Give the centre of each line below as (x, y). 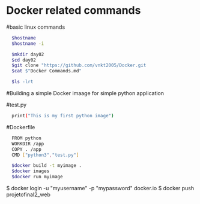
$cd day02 (24, 60)
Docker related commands (74, 10)
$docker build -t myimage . (47, 166)
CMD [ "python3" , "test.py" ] (45, 155)
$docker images (31, 171)
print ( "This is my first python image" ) (63, 116)
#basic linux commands (36, 27)
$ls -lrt (23, 82)
